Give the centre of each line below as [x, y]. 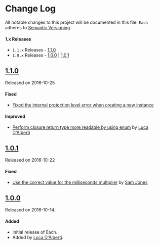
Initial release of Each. [35, 232]
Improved [15, 116]
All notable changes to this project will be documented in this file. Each [77, 22]
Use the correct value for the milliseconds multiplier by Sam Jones [80, 182]
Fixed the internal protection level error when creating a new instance [83, 105]
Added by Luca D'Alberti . [38, 238]
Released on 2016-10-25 [30, 83]
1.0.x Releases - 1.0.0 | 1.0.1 [40, 55]
